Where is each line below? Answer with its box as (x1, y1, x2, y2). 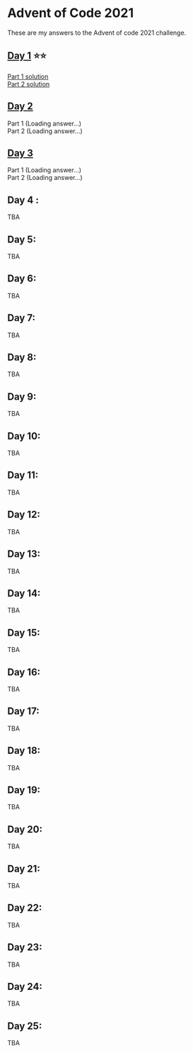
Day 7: (7, 312, 36, 324)
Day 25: (7, 1020, 42, 1032)
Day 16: (7, 666, 41, 678)
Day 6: (7, 273, 37, 285)
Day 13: (7, 548, 41, 561)
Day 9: (7, 390, 37, 402)
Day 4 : (7, 193, 39, 206)
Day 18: (7, 745, 41, 757)
